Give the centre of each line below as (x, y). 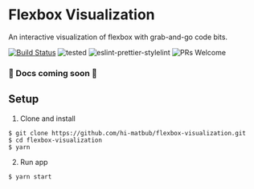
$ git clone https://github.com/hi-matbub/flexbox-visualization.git (127, 133)
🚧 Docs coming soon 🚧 (53, 73)
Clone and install (48, 119)
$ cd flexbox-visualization (55, 140)
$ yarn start (30, 177)
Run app (34, 162)
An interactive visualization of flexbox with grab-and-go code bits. (118, 37)
